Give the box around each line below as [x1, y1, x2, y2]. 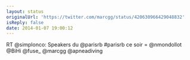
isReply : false [6, 19, 44, 25]
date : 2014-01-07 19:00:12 [6, 25, 73, 31]
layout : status [6, 8, 44, 15]
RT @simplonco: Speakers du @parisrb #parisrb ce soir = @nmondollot [6, 41, 182, 48]
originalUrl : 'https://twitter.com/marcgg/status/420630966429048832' [6, 14, 185, 20]
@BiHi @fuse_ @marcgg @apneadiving [6, 48, 103, 55]
